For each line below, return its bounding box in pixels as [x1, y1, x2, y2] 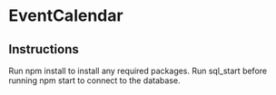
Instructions [8, 42, 79, 57]
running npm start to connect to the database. [8, 75, 181, 86]
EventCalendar [8, 5, 123, 26]
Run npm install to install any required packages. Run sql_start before [8, 65, 268, 76]
